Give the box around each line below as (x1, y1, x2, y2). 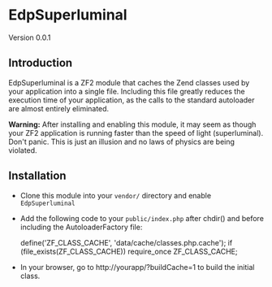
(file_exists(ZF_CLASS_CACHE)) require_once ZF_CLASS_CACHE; (19, 246, 238, 256)
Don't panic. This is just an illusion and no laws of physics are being (8, 137, 235, 146)
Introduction (8, 56, 73, 70)
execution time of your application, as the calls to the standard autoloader (8, 95, 255, 105)
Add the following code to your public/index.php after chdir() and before (19, 213, 264, 223)
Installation (8, 169, 67, 183)
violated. (8, 145, 38, 155)
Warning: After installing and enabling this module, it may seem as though (8, 120, 257, 129)
